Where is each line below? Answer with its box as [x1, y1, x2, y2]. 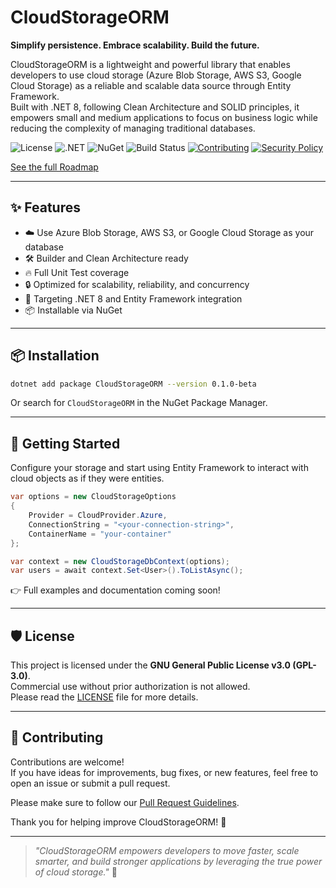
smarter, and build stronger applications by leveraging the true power [34, 855, 323, 867]
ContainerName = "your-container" [28, 529, 172, 539]
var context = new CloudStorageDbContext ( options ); [10, 556, 230, 566]
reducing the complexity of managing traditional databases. [10, 122, 256, 134]
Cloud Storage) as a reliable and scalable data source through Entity [10, 79, 292, 91]
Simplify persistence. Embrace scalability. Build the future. [10, 39, 260, 51]
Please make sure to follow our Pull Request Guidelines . [10, 796, 240, 808]
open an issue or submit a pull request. [10, 777, 171, 789]
